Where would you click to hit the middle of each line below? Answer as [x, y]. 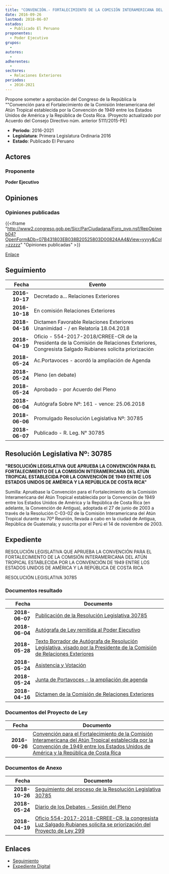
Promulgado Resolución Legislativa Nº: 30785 [88, 418]
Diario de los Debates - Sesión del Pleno [83, 807]
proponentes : [19, 33]
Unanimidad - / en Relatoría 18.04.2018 [81, 328]
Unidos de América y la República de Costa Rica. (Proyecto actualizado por [83, 115]
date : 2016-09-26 [23, 15]
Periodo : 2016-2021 [33, 130]
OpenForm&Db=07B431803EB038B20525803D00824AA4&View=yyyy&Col [83, 239]
